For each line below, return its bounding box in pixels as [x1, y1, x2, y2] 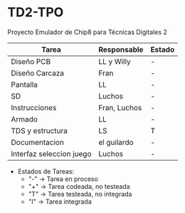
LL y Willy [98, 56, 131, 66]
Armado [11, 114, 38, 124]
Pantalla [11, 80, 38, 89]
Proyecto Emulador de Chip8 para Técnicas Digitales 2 [7, 28, 167, 36]
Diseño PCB [11, 56, 51, 66]
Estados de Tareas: [17, 167, 75, 175]
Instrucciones [11, 102, 57, 112]
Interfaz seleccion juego [11, 148, 92, 158]
